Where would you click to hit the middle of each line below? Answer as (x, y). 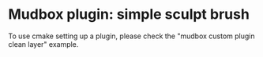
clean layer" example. (43, 44)
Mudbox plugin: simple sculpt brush (129, 14)
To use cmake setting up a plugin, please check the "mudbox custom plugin (131, 36)
